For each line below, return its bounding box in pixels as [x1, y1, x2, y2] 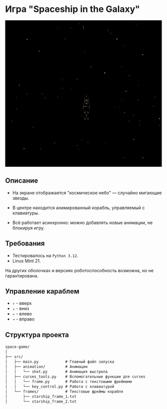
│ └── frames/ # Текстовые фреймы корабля [5, 389, 123, 394]
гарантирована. [5, 273, 39, 279]
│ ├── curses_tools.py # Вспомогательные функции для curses [5, 374, 146, 379]
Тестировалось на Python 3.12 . [12, 252, 79, 258]
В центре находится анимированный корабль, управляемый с [12, 204, 145, 210]
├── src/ [5, 354, 23, 359]
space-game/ [5, 344, 30, 349]
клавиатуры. [12, 210, 39, 216]
